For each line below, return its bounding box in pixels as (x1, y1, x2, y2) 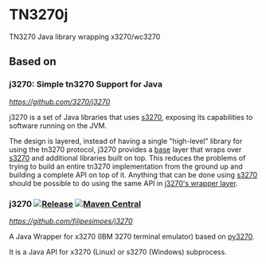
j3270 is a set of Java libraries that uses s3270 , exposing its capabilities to (9, 112, 253, 122)
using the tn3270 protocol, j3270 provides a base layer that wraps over (9, 145, 242, 154)
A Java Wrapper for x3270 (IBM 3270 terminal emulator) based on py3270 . (9, 231, 255, 241)
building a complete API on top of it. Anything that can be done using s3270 (9, 169, 258, 180)
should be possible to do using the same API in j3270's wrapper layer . (9, 178, 238, 188)
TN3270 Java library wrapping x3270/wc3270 (9, 32, 161, 41)
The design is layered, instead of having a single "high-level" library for (9, 136, 243, 146)
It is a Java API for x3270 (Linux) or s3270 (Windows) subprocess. (9, 247, 227, 256)
